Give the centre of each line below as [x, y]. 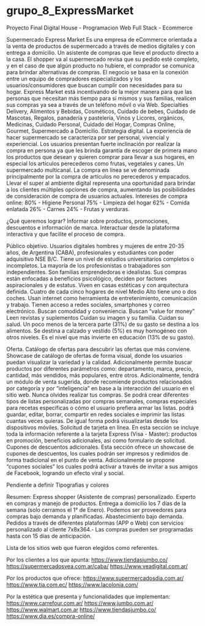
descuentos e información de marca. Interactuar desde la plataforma [93, 227]
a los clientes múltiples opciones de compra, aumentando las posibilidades [101, 189]
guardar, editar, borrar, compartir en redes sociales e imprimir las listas [95, 414]
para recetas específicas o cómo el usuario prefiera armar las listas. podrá [100, 408]
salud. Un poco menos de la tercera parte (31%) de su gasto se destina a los [102, 324]
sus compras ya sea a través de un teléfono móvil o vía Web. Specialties [97, 104]
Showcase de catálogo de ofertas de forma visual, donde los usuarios [95, 355]
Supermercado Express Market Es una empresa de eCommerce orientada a [102, 39]
